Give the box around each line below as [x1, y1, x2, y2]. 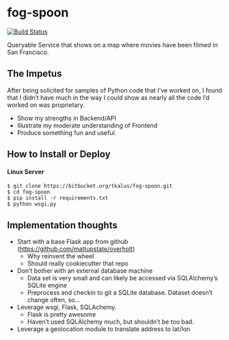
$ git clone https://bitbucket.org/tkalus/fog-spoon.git [7, 183, 173, 190]
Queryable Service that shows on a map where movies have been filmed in [7, 40, 218, 49]
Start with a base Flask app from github [16, 238, 129, 246]
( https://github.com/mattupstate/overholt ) [16, 245, 135, 253]
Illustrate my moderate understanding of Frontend [16, 121, 158, 130]
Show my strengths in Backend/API [16, 114, 116, 122]
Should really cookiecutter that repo [27, 259, 129, 268]
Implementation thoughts [7, 219, 118, 231]
